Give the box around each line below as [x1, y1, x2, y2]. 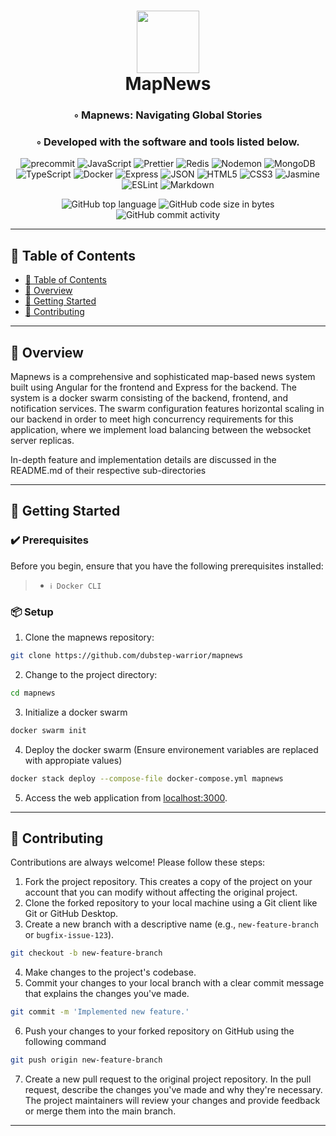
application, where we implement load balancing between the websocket [10, 424, 312, 436]
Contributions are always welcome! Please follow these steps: [10, 856, 266, 869]
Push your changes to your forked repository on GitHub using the [24, 1025, 295, 1037]
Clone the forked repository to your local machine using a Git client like [24, 897, 318, 909]
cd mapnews [10, 688, 56, 698]
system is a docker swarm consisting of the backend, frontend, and [10, 392, 289, 404]
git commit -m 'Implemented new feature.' [10, 1007, 190, 1017]
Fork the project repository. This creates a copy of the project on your [24, 876, 313, 888]
